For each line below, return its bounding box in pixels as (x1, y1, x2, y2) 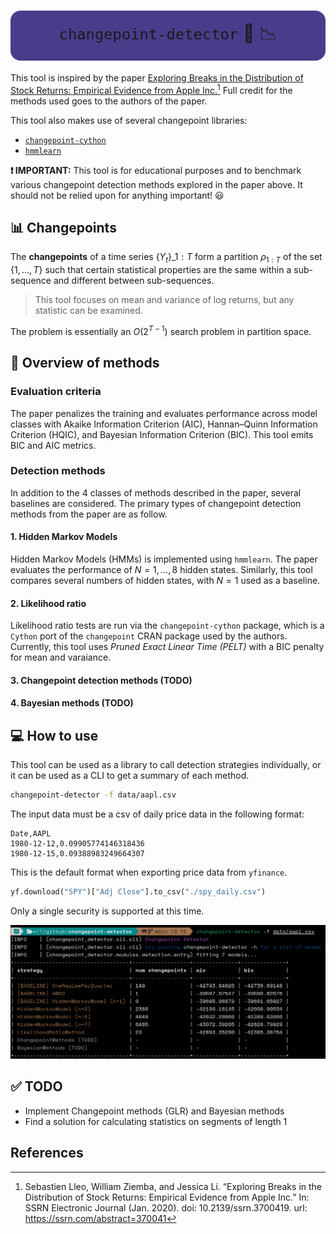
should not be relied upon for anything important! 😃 (10, 189, 225, 201)
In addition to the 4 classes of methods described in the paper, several (10, 486, 302, 499)
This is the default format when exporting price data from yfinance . (10, 866, 288, 879)
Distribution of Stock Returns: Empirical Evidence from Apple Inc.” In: (24, 1191, 310, 1203)
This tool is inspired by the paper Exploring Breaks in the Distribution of (10, 71, 304, 84)
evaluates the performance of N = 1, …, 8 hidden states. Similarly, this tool (10, 564, 313, 576)
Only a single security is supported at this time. (10, 905, 205, 917)
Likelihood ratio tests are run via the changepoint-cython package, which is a (10, 620, 325, 632)
